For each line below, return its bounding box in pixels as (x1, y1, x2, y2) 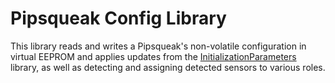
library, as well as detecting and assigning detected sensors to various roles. (10, 61, 326, 73)
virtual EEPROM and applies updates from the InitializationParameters (10, 50, 297, 62)
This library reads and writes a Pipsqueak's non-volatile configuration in (10, 40, 307, 52)
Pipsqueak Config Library (10, 7, 227, 30)
